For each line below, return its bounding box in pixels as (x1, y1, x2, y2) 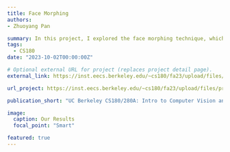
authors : (7, 16, 32, 23)
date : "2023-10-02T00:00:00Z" (7, 54, 94, 61)
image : (7, 110, 26, 117)
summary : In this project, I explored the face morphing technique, (7, 35, 207, 42)
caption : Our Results (13, 116, 75, 123)
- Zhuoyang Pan (7, 22, 51, 29)
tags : (7, 42, 23, 48)
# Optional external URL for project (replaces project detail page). (7, 66, 213, 73)
